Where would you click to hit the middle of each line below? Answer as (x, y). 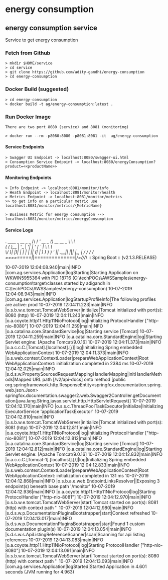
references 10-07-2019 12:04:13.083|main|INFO (54, 540)
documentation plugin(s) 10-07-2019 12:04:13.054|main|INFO (68, 529)
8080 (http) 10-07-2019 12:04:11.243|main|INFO (55, 315)
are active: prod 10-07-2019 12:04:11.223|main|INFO (59, 304)
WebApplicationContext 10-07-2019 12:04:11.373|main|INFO (67, 353)
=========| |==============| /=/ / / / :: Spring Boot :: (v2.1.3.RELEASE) (81, 257)
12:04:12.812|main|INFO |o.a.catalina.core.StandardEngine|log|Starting (89, 449)
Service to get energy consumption (42, 40)
